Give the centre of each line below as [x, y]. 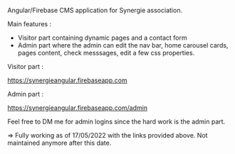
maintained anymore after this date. [59, 143]
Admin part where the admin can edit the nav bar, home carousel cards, [123, 45]
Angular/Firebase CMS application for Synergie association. [95, 10]
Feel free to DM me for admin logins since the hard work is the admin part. [116, 121]
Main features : [30, 24]
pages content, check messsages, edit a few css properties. [106, 53]
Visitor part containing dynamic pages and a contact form [102, 38]
